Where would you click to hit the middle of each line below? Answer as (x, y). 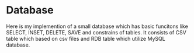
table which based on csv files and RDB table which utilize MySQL (86, 38)
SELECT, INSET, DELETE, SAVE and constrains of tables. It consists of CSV (96, 32)
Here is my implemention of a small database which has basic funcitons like (97, 26)
